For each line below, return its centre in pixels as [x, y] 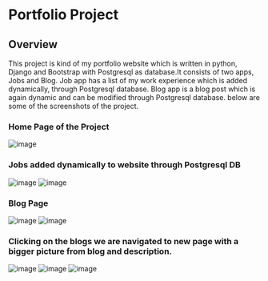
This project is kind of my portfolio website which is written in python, [123, 63]
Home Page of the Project [59, 126]
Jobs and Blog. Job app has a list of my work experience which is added [128, 80]
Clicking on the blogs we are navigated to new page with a [123, 241]
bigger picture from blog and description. [90, 251]
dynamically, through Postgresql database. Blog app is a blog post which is [132, 89]
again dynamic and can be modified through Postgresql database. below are [134, 97]
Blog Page [28, 203]
